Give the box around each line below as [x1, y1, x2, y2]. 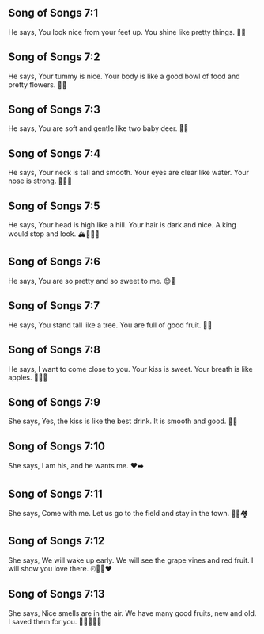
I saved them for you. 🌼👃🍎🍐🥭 [8, 617, 102, 626]
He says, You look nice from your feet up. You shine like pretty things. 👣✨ [8, 27, 247, 36]
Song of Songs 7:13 [8, 587, 105, 601]
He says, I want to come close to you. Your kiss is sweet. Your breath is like [8, 364, 253, 373]
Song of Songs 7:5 [8, 199, 100, 212]
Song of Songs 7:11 [8, 487, 103, 500]
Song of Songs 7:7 [8, 299, 100, 312]
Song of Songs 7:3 [8, 103, 100, 116]
